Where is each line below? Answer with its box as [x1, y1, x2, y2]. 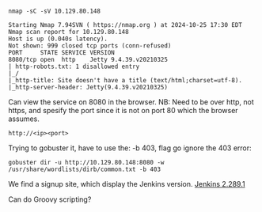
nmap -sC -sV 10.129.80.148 [8, 7, 101, 15]
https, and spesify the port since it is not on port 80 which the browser [8, 106, 239, 115]
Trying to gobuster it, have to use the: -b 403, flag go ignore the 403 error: [8, 143, 252, 153]
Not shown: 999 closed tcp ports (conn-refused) [8, 42, 172, 50]
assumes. [8, 114, 40, 123]
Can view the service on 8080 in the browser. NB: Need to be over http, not [8, 97, 255, 107]
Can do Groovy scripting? [8, 195, 92, 204]
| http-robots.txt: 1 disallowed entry [8, 62, 140, 70]
